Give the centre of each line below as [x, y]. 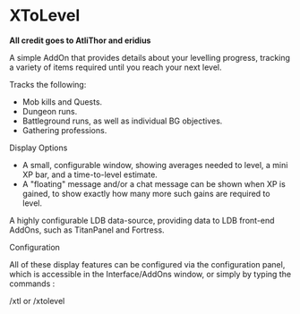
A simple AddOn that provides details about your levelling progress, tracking [150, 57]
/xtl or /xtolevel [37, 301]
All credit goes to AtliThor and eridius [80, 40]
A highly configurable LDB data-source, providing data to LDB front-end [142, 220]
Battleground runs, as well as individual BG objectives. [122, 121]
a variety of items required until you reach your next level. [116, 67]
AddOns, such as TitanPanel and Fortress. [87, 230]
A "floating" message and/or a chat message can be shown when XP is [154, 183]
